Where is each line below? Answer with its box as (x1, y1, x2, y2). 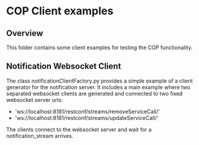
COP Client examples (6, 4, 114, 18)
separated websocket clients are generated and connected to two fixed (6, 90, 183, 97)
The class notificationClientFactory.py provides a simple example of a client (6, 77, 193, 84)
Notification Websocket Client (6, 61, 122, 71)
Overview (6, 28, 44, 38)
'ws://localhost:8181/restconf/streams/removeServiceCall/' (14, 108, 160, 115)
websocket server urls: (6, 96, 63, 103)
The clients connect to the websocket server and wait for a (6, 126, 152, 133)
